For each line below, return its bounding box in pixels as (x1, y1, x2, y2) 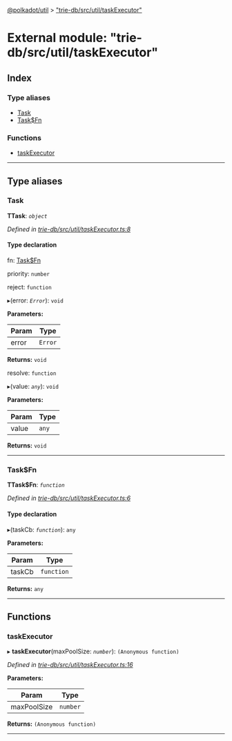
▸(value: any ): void (7, 383, 59, 391)
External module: (7, 30, 108, 46)
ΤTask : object (7, 211, 48, 220)
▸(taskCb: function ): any (7, 525, 76, 534)
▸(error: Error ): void (7, 296, 64, 305)
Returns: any (7, 584, 43, 593)
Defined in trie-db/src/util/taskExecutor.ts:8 (7, 224, 131, 233)
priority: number (7, 269, 50, 278)
